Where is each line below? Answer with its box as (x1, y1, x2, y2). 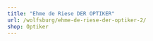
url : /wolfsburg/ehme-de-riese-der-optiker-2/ (7, 17, 147, 24)
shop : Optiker (7, 23, 49, 30)
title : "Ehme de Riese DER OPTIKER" (7, 10, 115, 17)
